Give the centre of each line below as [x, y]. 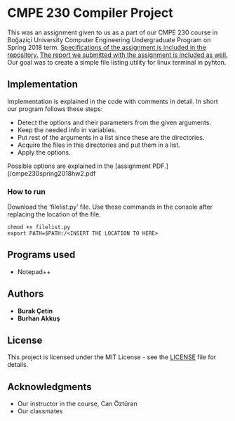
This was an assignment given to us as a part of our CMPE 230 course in [113, 32]
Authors [26, 294]
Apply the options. [44, 152]
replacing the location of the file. [54, 214]
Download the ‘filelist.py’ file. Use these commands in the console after [110, 207]
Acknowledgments [50, 387]
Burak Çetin [35, 311]
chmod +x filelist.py [39, 227]
